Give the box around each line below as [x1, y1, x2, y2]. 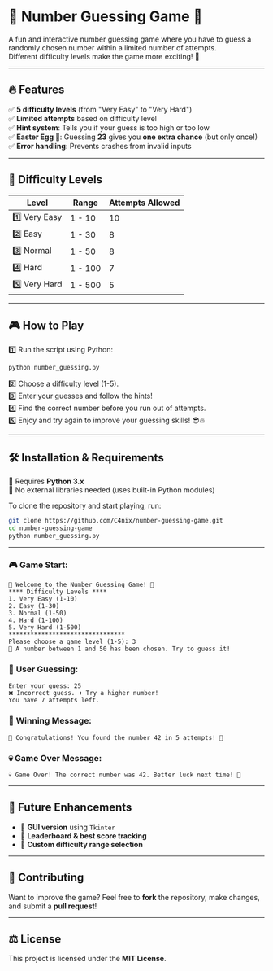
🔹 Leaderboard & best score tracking [19, 830, 148, 841]
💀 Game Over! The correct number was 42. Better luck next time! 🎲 [8, 771, 241, 779]
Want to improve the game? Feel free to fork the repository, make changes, [8, 892, 260, 902]
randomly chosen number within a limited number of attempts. [8, 42, 217, 52]
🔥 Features [8, 83, 65, 97]
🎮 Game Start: [8, 559, 68, 571]
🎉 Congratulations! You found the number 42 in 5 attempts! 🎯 [8, 733, 223, 741]
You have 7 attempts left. [8, 696, 100, 705]
